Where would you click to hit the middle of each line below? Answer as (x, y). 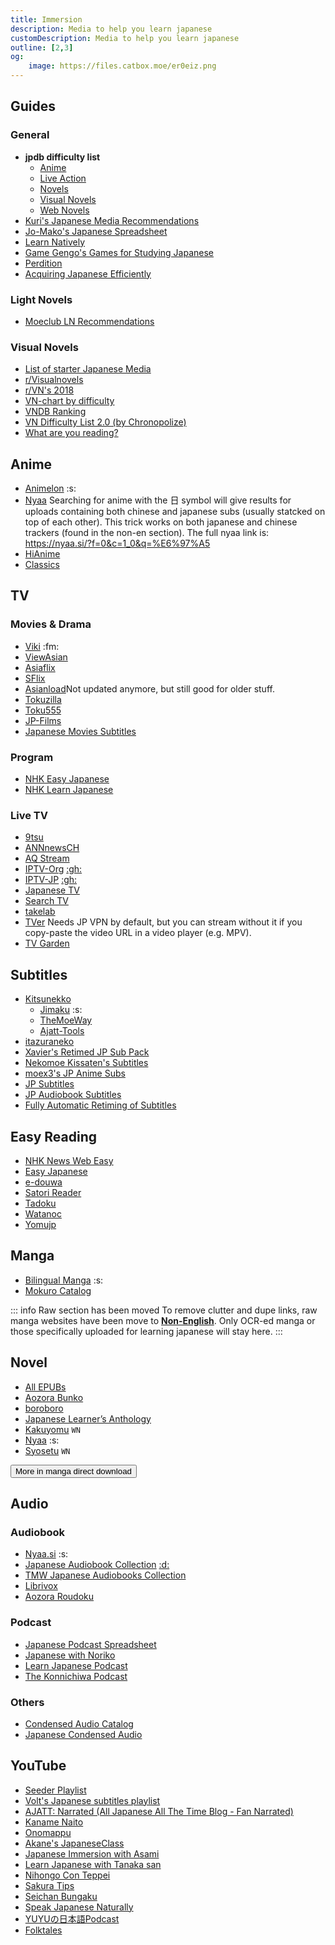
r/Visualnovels (54, 380)
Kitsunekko (48, 999)
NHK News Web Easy (69, 1160)
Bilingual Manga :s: (64, 1280)
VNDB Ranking (55, 412)
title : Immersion (46, 19)
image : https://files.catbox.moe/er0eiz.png (122, 66)
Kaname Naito (54, 1822)
